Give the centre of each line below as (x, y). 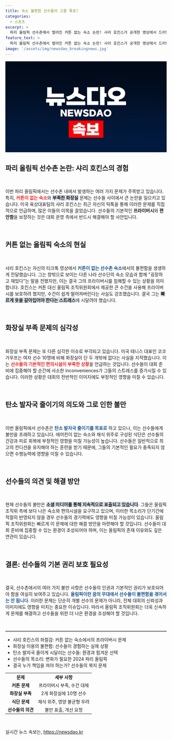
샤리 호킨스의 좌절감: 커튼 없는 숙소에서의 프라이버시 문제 (69, 640)
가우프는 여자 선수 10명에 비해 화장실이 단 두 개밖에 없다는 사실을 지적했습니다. (83, 358)
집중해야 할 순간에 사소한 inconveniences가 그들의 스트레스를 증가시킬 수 (88, 371)
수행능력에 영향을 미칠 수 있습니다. (49, 454)
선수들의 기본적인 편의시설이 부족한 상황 (50, 364)
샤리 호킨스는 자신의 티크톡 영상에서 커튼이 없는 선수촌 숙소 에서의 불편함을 (79, 268)
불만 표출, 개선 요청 (64, 710)
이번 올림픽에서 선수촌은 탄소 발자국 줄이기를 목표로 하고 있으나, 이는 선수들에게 (84, 428)
